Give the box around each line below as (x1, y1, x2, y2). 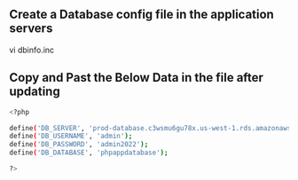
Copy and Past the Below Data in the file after (9, 70, 264, 85)
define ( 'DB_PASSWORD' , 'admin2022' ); (9, 140, 149, 149)
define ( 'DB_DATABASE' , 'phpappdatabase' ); (9, 148, 169, 158)
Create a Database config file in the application (9, 7, 275, 22)
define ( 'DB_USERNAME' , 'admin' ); (9, 132, 133, 141)
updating (9, 84, 60, 99)
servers (9, 21, 53, 36)
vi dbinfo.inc (9, 44, 55, 55)
